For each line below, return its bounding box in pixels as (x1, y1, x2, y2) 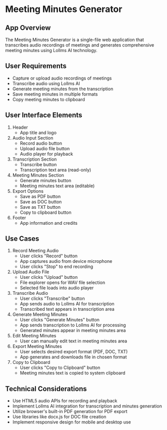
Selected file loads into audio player (19, 285, 94, 291)
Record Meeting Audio (12, 248, 59, 254)
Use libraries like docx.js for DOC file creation (12, 414, 106, 420)
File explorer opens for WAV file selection (19, 279, 105, 286)
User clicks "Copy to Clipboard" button (19, 364, 100, 371)
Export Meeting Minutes (12, 343, 62, 349)
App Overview (5, 24, 51, 32)
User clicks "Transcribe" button (19, 295, 85, 301)
